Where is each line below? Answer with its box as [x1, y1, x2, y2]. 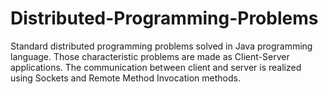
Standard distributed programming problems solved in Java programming [10, 40, 313, 52]
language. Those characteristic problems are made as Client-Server [10, 50, 290, 62]
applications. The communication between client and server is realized [10, 61, 302, 73]
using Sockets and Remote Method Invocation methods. [10, 72, 241, 84]
